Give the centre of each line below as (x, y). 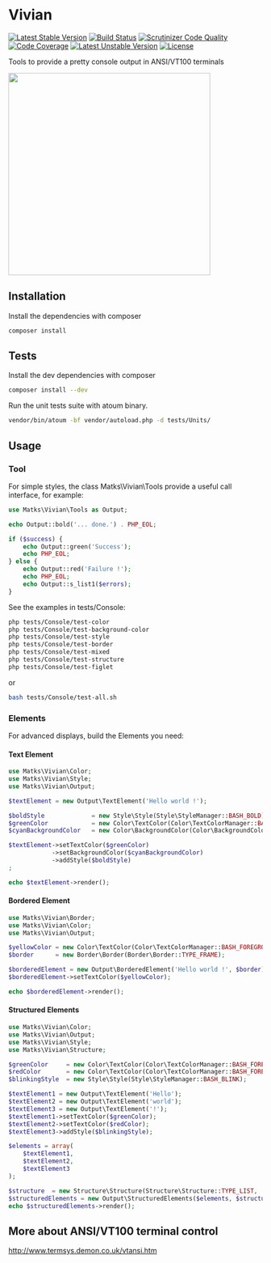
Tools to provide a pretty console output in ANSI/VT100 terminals (116, 61)
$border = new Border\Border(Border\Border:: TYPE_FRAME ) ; (117, 955)
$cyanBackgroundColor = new (59, 831)
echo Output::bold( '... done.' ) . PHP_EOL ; (83, 524)
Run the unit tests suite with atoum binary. (78, 405)
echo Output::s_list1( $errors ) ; (77, 584)
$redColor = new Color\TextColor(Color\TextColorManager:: (120, 1072)
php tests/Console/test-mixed (59, 652)
